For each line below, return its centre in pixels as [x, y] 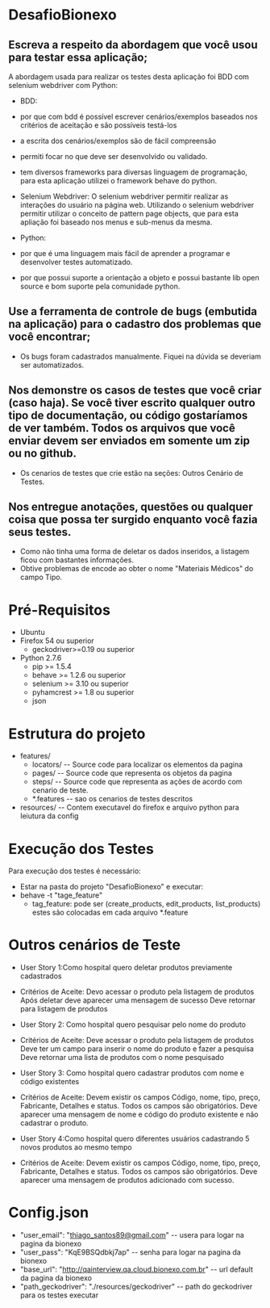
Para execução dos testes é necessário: [75, 871]
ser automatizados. [52, 364]
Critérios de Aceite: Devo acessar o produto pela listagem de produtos [137, 992]
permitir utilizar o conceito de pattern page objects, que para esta [129, 213]
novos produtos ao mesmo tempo [76, 1147]
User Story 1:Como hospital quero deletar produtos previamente [126, 968]
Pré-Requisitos [60, 610]
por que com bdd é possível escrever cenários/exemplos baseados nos [139, 116]
